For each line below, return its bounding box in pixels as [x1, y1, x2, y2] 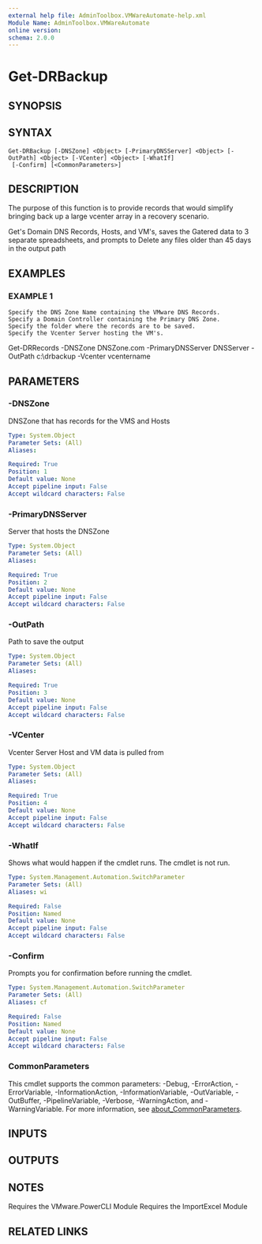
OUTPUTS [8, 1154, 59, 1167]
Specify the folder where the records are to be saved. [8, 322, 196, 331]
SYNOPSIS [8, 99, 62, 112]
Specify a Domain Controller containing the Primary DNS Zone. [8, 316, 221, 324]
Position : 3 [8, 688, 47, 696]
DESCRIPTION [8, 183, 79, 196]
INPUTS [8, 1127, 47, 1140]
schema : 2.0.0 [8, 33, 55, 42]
